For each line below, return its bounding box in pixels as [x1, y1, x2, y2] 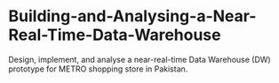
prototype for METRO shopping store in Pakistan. [8, 64, 188, 74]
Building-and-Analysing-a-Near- [8, 6, 257, 26]
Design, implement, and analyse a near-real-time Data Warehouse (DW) [8, 54, 272, 64]
